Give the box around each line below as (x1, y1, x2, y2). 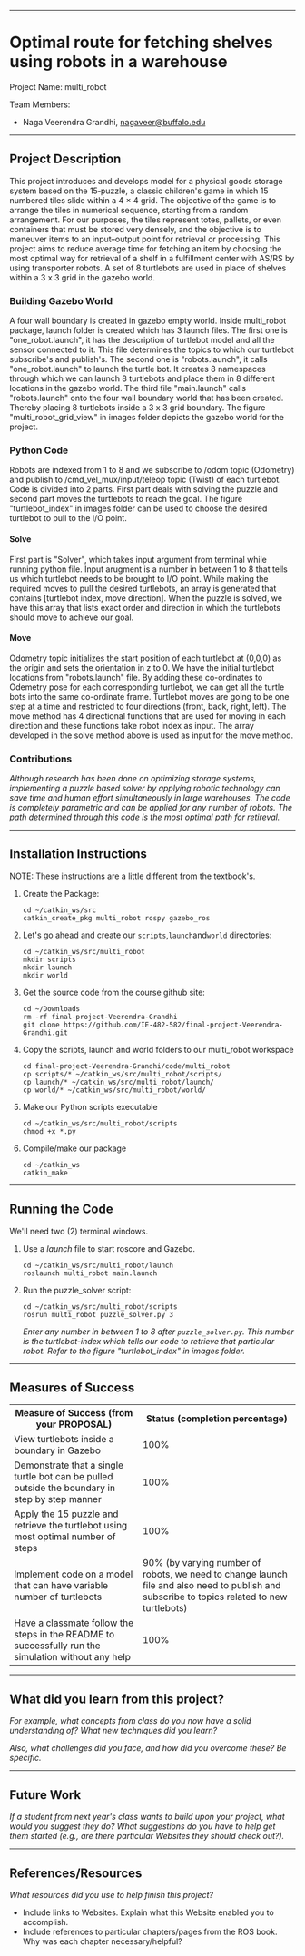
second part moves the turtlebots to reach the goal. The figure (9, 494, 243, 505)
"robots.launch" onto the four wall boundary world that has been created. (9, 392, 284, 404)
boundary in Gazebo (14, 1444, 102, 1457)
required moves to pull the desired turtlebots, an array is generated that (9, 583, 277, 594)
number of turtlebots (14, 1590, 103, 1603)
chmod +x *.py (22, 1126, 76, 1135)
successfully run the (14, 1639, 102, 1652)
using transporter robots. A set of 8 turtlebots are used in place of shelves (9, 262, 287, 273)
